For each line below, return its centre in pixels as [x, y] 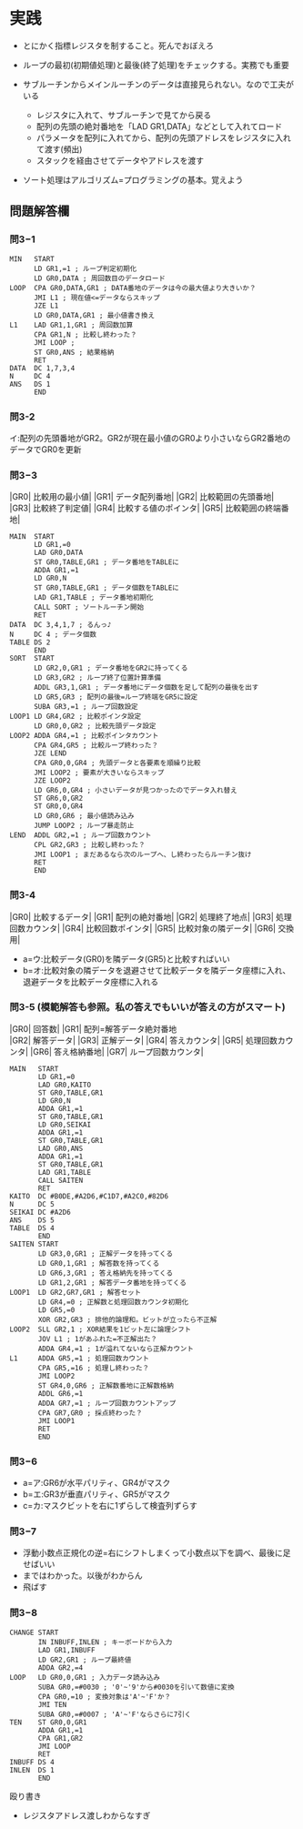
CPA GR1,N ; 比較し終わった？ [85, 334]
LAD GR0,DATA [58, 553]
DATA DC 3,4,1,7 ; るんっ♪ [61, 625]
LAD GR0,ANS [61, 1148]
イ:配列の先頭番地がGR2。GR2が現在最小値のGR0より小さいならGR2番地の [150, 438]
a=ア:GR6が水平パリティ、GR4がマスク [96, 1483]
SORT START [32, 659]
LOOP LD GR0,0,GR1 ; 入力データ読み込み [85, 1677]
